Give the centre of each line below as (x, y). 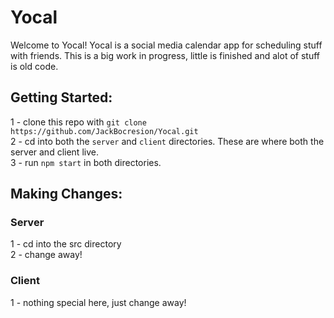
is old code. (34, 66)
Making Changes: (66, 194)
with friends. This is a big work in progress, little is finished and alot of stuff (165, 55)
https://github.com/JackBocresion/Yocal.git (104, 131)
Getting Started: (61, 97)
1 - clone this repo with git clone (78, 122)
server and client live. (54, 152)
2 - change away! (46, 255)
